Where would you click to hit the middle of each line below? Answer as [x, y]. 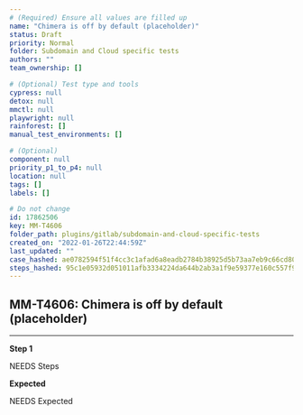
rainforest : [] [38, 126]
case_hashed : [34, 259]
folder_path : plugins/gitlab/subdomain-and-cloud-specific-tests [134, 235]
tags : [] [26, 184]
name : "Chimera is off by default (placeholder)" [105, 26]
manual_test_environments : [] [66, 135]
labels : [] [30, 193]
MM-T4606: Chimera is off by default [116, 304]
